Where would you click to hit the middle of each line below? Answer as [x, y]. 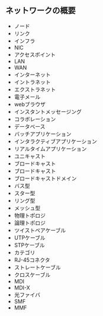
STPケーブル [29, 245]
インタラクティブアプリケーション [55, 141]
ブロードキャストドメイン [45, 178]
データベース [30, 126]
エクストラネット [35, 89]
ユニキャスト [30, 156]
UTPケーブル [30, 237]
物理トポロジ [30, 215]
